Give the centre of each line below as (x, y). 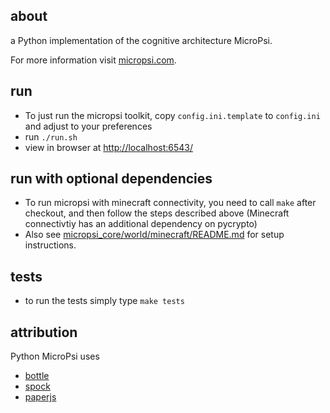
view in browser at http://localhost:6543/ (109, 147)
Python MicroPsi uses (55, 356)
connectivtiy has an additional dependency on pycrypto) (141, 224)
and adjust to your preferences (88, 126)
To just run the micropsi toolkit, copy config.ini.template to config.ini (172, 115)
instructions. (50, 245)
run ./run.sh (51, 136)
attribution (44, 332)
